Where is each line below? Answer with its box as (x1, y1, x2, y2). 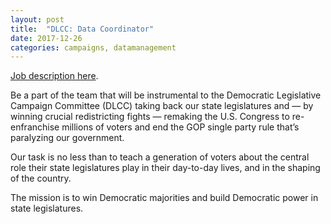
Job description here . (10, 70, 99, 82)
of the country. (10, 172, 72, 185)
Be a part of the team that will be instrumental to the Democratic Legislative (10, 89, 322, 101)
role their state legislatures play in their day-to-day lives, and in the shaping (10, 162, 321, 174)
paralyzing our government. (10, 132, 125, 144)
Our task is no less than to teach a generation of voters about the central (10, 151, 310, 163)
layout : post (10, 14, 65, 25)
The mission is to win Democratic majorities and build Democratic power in (10, 192, 319, 204)
